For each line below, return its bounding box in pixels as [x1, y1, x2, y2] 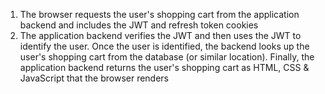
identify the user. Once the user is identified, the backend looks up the [19, 40, 310, 52]
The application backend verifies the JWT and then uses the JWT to [19, 30, 302, 41]
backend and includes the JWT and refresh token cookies [19, 19, 259, 31]
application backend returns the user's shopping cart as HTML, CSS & [19, 62, 310, 73]
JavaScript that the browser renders [19, 72, 170, 84]
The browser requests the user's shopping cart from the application [19, 9, 300, 20]
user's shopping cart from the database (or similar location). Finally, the [19, 51, 315, 63]
